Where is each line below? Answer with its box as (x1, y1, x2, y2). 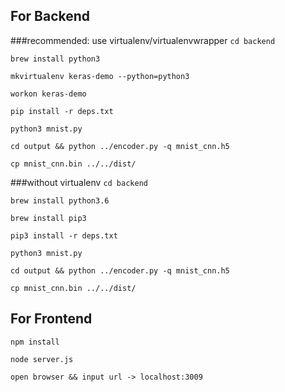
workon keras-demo (10, 89, 87, 99)
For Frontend (10, 310, 93, 328)
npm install (10, 337, 60, 347)
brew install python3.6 (10, 195, 110, 206)
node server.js (10, 354, 74, 364)
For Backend (10, 8, 91, 25)
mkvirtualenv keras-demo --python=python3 (10, 71, 190, 81)
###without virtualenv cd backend (10, 176, 148, 188)
